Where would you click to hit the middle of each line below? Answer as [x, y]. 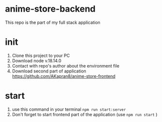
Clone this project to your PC [41, 55]
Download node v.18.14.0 [37, 61]
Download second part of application [49, 71]
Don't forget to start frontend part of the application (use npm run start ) [85, 114]
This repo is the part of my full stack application [53, 22]
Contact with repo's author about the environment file [66, 66]
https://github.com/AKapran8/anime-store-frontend [64, 76]
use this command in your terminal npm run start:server [69, 109]
